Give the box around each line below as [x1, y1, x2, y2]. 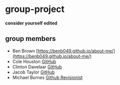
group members [5, 34, 56, 43]
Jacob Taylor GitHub [12, 69, 55, 75]
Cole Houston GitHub [12, 58, 56, 64]
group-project [5, 3, 65, 15]
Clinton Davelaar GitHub [12, 63, 62, 69]
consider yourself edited [5, 20, 58, 26]
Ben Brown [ [12, 47, 38, 53]
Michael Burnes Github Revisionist [12, 74, 83, 80]
